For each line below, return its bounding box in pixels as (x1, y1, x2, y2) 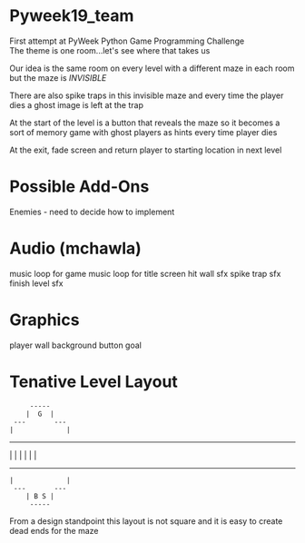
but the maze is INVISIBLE (9, 72, 107, 83)
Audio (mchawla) (9, 238, 143, 259)
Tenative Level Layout (9, 371, 179, 391)
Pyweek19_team (9, 5, 134, 26)
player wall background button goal (9, 340, 143, 350)
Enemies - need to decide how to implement (9, 206, 175, 217)
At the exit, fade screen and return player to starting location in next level (9, 144, 282, 155)
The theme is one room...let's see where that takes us (9, 44, 211, 55)
